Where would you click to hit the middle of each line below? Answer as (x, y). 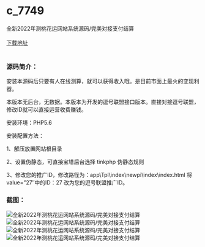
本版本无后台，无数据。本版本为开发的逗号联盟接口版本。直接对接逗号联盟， (103, 102)
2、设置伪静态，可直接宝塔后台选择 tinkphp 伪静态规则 (75, 162)
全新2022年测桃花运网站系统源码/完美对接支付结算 (70, 28)
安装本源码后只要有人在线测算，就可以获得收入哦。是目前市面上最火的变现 (100, 81)
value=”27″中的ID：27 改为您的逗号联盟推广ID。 (67, 182)
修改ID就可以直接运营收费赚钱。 (47, 110)
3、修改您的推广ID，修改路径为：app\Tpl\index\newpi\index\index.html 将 (99, 175)
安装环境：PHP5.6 (29, 123)
